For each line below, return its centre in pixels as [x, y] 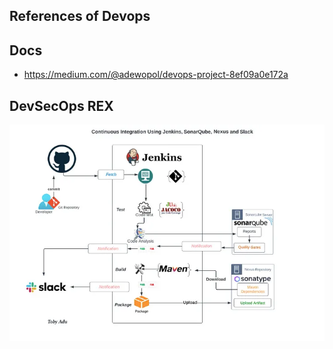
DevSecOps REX [61, 105]
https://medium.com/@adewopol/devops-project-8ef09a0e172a [156, 75]
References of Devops [80, 16]
